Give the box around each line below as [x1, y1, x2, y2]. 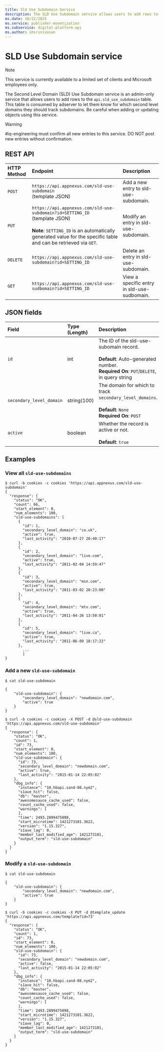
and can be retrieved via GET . [32, 239, 98, 246]
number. [98, 362, 118, 369]
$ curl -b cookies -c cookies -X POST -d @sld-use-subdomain [5, 717, 132, 722]
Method [7, 170, 26, 177]
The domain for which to [98, 382, 155, 389]
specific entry [123, 279, 155, 286]
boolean [67, 429, 86, 436]
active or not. [98, 426, 129, 433]
